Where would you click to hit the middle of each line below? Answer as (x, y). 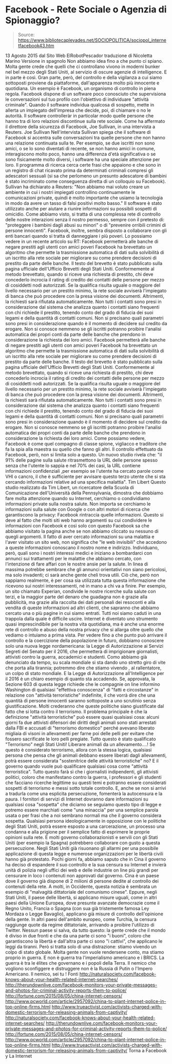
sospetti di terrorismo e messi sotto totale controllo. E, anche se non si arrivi (86, 788)
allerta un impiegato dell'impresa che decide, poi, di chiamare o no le (78, 110)
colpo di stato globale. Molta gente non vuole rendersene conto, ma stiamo (85, 952)
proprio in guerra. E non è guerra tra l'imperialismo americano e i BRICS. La (85, 957)
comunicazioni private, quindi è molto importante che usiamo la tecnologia (84, 198)
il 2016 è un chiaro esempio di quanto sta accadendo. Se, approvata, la (80, 679)
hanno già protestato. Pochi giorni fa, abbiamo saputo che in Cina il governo (85, 859)
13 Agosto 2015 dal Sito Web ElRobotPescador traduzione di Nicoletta (79, 56)
